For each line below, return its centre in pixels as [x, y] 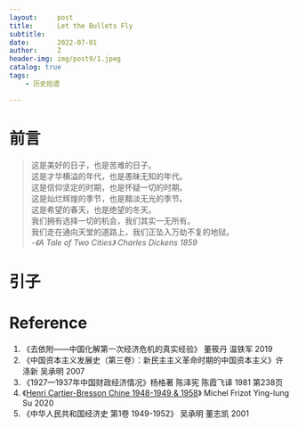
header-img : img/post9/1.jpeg [65, 59]
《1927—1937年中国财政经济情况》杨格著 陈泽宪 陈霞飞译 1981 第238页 [152, 382]
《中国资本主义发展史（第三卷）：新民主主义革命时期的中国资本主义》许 [153, 360]
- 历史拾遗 [43, 84]
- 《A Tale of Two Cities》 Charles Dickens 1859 [114, 242]
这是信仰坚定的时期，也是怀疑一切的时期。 [109, 187]
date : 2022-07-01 [53, 42]
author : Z [36, 51]
